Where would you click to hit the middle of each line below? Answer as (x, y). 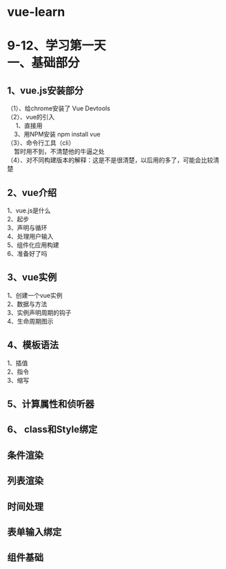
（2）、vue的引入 (31, 117)
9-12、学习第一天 (56, 46)
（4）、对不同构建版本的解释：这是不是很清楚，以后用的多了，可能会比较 (110, 160)
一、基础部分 (44, 63)
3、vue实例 (32, 278)
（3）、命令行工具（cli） (41, 143)
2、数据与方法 (27, 303)
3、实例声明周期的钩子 (39, 312)
